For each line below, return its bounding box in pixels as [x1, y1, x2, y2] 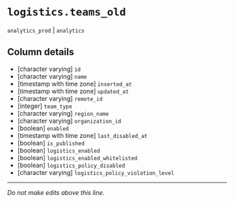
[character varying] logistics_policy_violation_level [17, 168, 175, 176]
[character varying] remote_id [17, 94, 103, 102]
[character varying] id [17, 65, 81, 73]
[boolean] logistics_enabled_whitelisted [17, 153, 138, 162]
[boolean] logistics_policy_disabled [17, 161, 125, 169]
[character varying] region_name [17, 109, 109, 117]
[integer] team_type [17, 102, 72, 110]
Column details [7, 46, 75, 58]
